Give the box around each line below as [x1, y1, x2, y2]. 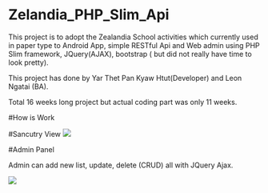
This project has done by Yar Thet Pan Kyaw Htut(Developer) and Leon [8, 73, 242, 82]
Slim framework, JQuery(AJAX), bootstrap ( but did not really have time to [8, 49, 252, 58]
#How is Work [8, 112, 55, 122]
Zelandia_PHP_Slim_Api [8, 6, 170, 24]
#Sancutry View [8, 129, 62, 139]
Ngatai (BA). [8, 82, 49, 91]
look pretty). [8, 58, 50, 67]
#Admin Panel [8, 144, 54, 154]
